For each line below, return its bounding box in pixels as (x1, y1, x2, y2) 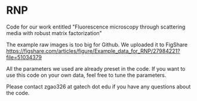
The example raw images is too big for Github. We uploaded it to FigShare (6, 41, 188, 48)
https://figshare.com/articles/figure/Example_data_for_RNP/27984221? (6, 47, 180, 54)
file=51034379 (6, 53, 42, 61)
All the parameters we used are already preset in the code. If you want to (6, 65, 186, 72)
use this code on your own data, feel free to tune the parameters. (6, 71, 167, 78)
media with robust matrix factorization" (6, 29, 103, 36)
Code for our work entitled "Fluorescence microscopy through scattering (6, 23, 186, 30)
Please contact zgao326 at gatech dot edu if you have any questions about (6, 83, 191, 90)
